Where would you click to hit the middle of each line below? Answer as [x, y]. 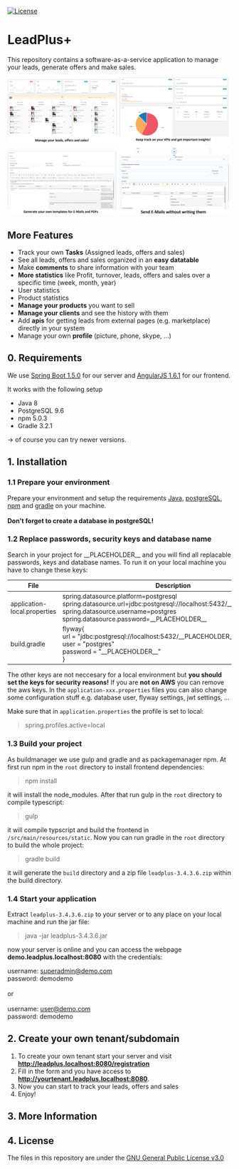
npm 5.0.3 [32, 418]
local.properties [33, 611]
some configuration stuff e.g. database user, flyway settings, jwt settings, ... [118, 698]
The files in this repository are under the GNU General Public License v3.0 [116, 1158]
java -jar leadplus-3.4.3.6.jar [66, 936]
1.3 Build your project [45, 744]
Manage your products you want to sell [76, 305]
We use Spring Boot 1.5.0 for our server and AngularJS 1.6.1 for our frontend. [119, 375]
